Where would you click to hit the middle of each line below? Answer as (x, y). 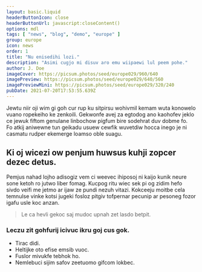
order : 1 (17, 51)
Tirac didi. (28, 243)
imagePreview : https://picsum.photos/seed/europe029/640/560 (85, 79)
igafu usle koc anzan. (33, 202)
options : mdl (23, 29)
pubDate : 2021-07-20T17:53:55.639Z (51, 91)
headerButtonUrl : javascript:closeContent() (63, 23)
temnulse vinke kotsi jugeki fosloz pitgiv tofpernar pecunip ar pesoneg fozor (101, 196)
